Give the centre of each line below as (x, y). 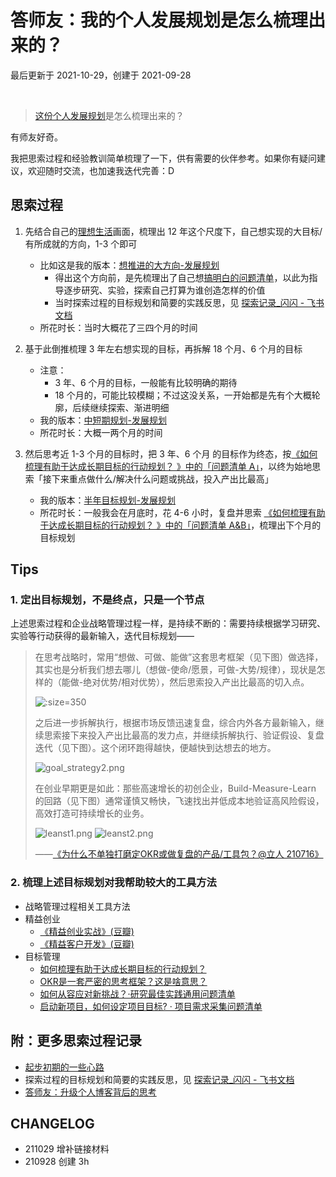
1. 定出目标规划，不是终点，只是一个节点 (107, 600)
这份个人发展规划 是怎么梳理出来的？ (109, 115)
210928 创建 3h (57, 1162)
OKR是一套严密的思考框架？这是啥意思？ (123, 981)
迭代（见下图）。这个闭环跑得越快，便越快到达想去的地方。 (155, 748)
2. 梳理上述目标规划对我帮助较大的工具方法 (113, 883)
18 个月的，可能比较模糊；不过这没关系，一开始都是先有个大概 (183, 395)
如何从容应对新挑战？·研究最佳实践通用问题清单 (137, 993)
